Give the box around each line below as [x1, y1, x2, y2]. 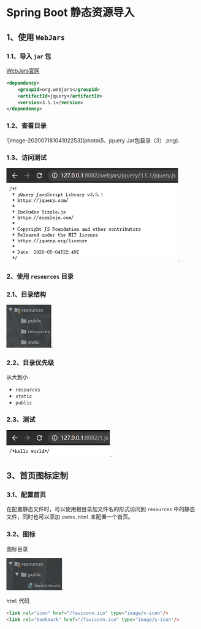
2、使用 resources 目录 [6, 272, 74, 280]
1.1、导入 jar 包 [6, 52, 51, 60]
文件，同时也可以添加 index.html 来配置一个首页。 [6, 513, 134, 520]
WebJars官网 [6, 67, 40, 74]
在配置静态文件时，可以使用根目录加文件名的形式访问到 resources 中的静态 [6, 506, 195, 513]
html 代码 [6, 596, 30, 604]
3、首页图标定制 [6, 471, 69, 481]
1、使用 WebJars [6, 32, 66, 42]
